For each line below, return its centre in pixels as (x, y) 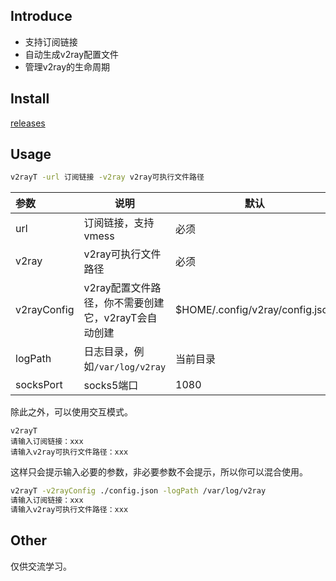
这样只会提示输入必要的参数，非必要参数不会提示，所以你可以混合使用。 (159, 472)
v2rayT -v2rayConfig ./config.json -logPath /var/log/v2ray (138, 491)
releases (28, 123)
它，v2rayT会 (115, 318)
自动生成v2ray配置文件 (71, 54)
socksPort (39, 385)
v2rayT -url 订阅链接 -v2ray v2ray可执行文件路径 (107, 177)
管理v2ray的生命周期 (67, 66)
